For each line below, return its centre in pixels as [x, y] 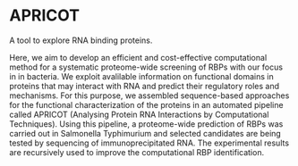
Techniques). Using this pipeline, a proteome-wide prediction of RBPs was [146, 124]
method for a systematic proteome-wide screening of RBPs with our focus [146, 67]
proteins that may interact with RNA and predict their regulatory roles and [145, 86]
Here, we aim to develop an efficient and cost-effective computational [138, 57]
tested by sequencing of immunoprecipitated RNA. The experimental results [149, 143]
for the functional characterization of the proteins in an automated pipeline [146, 104]
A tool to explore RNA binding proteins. [81, 40]
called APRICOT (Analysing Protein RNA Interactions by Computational [139, 114]
